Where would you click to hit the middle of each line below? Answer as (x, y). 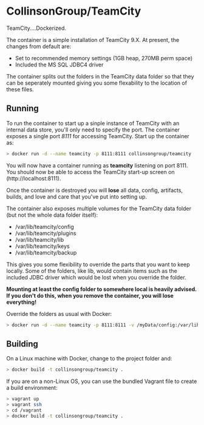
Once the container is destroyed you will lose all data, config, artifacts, (95, 190)
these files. (20, 89)
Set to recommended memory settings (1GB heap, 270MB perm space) (104, 58)
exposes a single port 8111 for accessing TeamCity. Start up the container (98, 136)
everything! (22, 302)
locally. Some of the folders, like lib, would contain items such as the (92, 271)
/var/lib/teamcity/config (44, 227)
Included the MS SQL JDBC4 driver (59, 65)
